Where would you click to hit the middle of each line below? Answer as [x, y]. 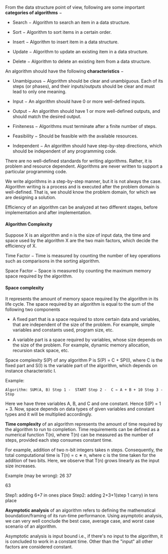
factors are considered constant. [39, 547]
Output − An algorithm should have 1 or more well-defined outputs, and [86, 111]
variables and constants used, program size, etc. [63, 330]
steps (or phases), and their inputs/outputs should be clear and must [83, 86]
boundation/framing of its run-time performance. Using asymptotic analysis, [84, 516]
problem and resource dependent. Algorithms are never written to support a [84, 166]
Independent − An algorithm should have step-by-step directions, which [87, 146]
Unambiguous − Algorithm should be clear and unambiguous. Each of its [88, 81]
